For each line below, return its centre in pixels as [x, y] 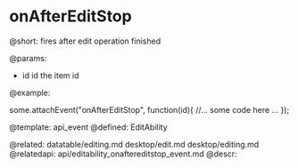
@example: [30, 92]
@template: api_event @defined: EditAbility [88, 127]
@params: [28, 58]
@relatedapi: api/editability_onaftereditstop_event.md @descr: [124, 154]
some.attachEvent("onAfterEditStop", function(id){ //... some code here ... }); [149, 109]
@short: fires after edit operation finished [85, 41]
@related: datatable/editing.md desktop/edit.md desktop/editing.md [134, 144]
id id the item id [50, 75]
